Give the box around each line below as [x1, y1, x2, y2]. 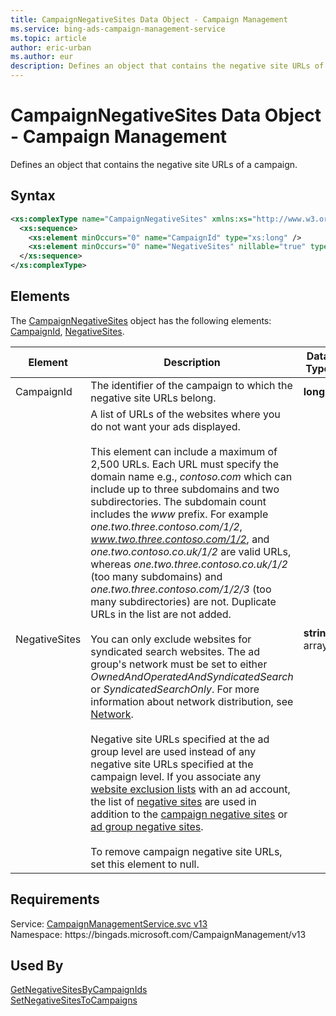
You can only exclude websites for [90, 632, 252, 646]
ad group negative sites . [90, 819, 204, 833]
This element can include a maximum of [90, 444, 278, 458]
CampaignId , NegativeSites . [10, 325, 125, 337]
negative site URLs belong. [90, 391, 217, 405]
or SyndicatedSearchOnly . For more [90, 682, 260, 696]
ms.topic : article [10, 33, 87, 43]
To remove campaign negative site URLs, [90, 844, 283, 858]
